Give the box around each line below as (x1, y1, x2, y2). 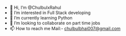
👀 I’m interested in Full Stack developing (9, 10, 91, 16)
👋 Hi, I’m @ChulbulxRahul (9, 5, 61, 10)
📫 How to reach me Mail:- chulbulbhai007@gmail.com (9, 26, 121, 31)
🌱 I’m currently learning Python (9, 15, 73, 20)
